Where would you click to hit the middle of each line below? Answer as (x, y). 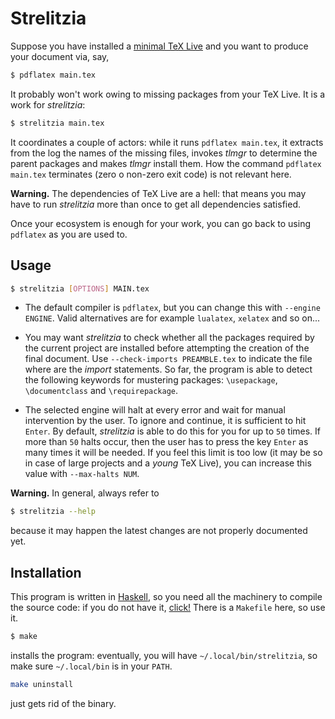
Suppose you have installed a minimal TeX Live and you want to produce (159, 46)
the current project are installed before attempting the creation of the (167, 348)
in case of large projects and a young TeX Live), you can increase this (168, 463)
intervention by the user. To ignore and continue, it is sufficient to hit (165, 421)
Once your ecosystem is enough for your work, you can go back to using (160, 223)
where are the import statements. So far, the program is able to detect (168, 369)
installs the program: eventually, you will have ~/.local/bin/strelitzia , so (164, 655)
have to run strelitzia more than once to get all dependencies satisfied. (155, 204)
